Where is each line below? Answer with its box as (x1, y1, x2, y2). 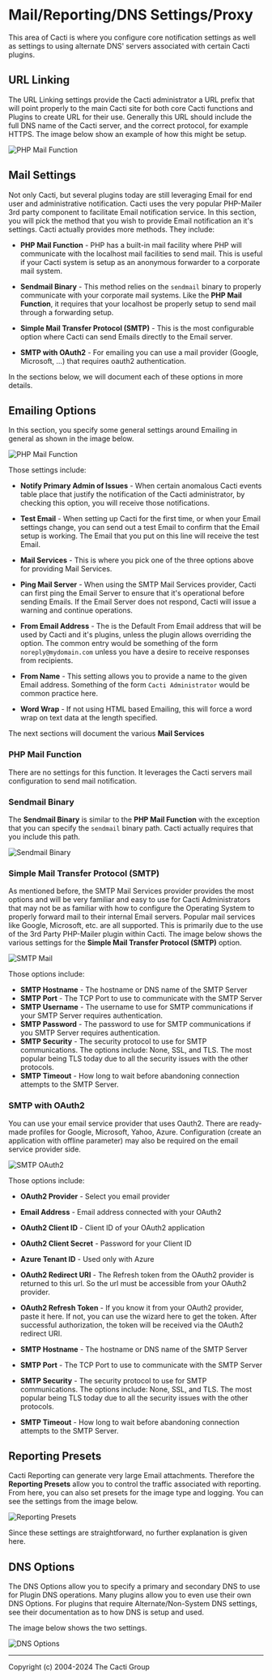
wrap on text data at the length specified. (19, 713, 158, 723)
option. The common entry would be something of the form (19, 639, 219, 648)
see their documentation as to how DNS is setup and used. (8, 1607, 205, 1618)
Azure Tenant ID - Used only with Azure (19, 1254, 155, 1263)
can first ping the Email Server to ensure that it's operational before (19, 588, 245, 598)
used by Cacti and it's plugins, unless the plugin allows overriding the (19, 630, 252, 639)
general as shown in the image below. (8, 434, 134, 443)
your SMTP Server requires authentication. (19, 1011, 164, 1020)
